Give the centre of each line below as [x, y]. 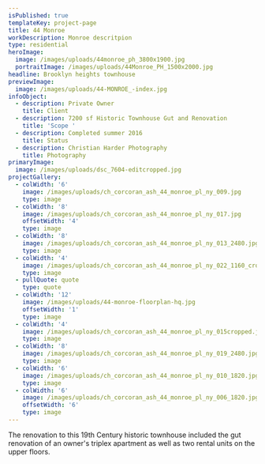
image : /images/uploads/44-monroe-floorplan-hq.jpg [109, 302]
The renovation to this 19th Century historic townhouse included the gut [125, 435]
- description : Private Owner [65, 104]
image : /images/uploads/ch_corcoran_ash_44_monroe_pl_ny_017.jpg [132, 214]
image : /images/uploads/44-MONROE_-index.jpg [91, 89]
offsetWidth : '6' [51, 405]
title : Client [45, 111]
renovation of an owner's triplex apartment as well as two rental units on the [132, 443]
